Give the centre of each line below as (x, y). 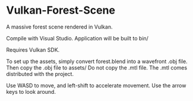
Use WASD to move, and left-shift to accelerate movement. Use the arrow (96, 85)
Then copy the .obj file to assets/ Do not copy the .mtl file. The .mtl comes (97, 67)
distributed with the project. (40, 74)
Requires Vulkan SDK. (33, 50)
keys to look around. (31, 91)
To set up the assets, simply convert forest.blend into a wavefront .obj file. (97, 61)
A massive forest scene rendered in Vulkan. (59, 27)
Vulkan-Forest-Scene (61, 10)
